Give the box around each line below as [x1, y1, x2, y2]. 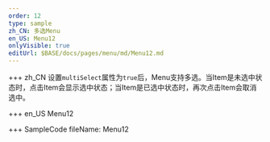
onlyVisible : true [8, 42, 70, 50]
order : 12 [8, 11, 42, 20]
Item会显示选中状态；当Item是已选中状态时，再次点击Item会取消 [43, 82, 257, 92]
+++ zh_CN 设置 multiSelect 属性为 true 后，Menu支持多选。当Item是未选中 [8, 73, 255, 81]
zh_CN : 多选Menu [8, 27, 60, 35]
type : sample [8, 19, 52, 27]
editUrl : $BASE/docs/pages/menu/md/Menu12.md [8, 49, 164, 57]
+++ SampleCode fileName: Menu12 [8, 124, 129, 134]
